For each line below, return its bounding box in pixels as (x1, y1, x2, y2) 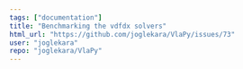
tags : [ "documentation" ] (9, 13, 103, 22)
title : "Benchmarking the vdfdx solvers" (9, 22, 167, 30)
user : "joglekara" (9, 38, 78, 47)
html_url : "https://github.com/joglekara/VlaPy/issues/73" (9, 30, 236, 39)
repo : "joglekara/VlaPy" (9, 47, 103, 56)
